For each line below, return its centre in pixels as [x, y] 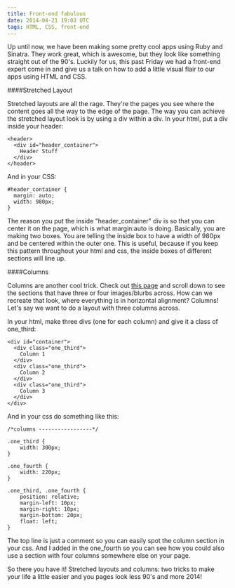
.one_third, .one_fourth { [47, 491]
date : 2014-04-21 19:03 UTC [48, 20]
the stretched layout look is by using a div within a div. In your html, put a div [117, 119]
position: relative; [50, 497]
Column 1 [33, 354]
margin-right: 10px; [50, 509]
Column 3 [33, 391]
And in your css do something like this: [63, 417]
